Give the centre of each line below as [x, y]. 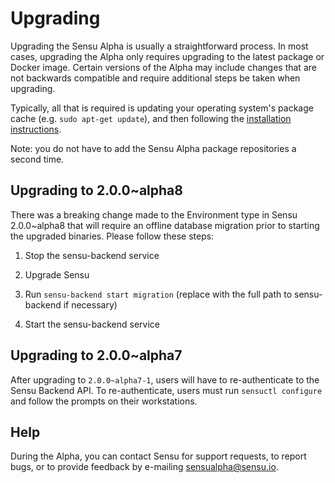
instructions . [36, 129]
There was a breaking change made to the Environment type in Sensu [154, 214]
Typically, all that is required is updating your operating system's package [162, 108]
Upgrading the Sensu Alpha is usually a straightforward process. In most [159, 46]
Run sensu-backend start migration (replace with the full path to [158, 294]
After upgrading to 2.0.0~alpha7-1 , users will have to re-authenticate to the [165, 379]
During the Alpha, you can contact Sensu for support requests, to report [158, 456]
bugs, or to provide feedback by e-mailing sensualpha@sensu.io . [144, 467]
